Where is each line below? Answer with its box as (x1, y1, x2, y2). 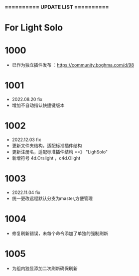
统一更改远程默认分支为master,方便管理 (11, 195, 93, 201)
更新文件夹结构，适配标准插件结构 (11, 142, 82, 148)
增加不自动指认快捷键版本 (11, 102, 65, 108)
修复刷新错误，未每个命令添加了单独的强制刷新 (11, 230, 108, 236)
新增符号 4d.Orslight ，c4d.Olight (11, 155, 81, 161)
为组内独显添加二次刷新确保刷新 (11, 265, 78, 271)
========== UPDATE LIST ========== (4, 3, 109, 10)
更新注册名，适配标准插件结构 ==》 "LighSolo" (11, 148, 108, 154)
